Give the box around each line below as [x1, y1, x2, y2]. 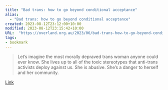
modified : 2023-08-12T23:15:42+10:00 [5, 26, 84, 31]
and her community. [17, 69, 59, 75]
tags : [5, 35, 16, 40]
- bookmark [5, 40, 28, 45]
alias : [5, 12, 19, 17]
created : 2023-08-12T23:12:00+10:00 [5, 21, 81, 26]
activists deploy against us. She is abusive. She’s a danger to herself [17, 64, 158, 70]
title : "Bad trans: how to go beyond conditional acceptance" [5, 7, 137, 12]
